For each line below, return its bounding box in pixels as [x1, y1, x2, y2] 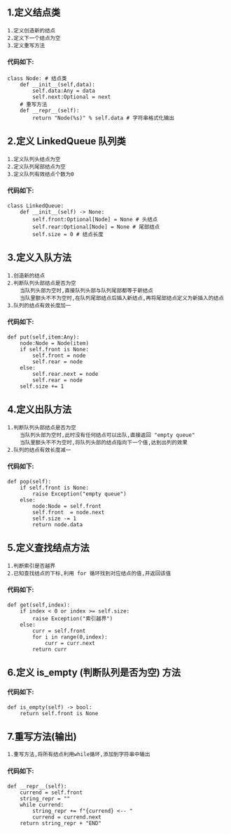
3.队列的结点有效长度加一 [7, 301, 71, 309]
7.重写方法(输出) [7, 731, 77, 743]
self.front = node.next [32, 509, 105, 516]
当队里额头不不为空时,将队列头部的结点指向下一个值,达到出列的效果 [20, 438, 188, 446]
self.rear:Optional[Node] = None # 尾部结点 [32, 223, 160, 230]
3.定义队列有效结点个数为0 [7, 171, 75, 178]
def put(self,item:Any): [7, 334, 80, 341]
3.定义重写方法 [7, 41, 45, 49]
